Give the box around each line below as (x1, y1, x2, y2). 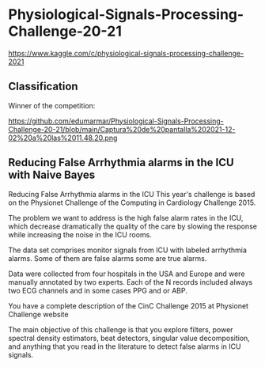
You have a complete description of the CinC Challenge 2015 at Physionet (8, 301, 249, 310)
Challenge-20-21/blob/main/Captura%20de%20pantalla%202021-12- (8, 124, 236, 134)
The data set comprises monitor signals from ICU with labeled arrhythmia (8, 245, 248, 255)
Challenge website (8, 309, 69, 319)
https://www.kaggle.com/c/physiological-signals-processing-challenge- (8, 48, 244, 58)
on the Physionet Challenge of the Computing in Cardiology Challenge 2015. (8, 198, 256, 207)
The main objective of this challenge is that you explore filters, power (8, 324, 233, 334)
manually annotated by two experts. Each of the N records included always (8, 277, 253, 286)
